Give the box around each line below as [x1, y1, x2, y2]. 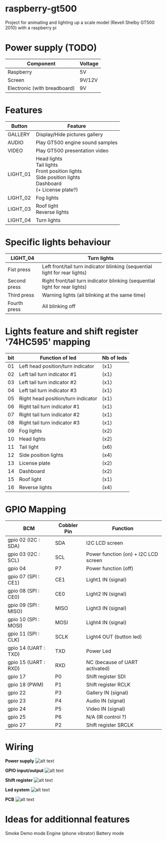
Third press [7, 291, 35, 298]
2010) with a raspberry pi [5, 24, 57, 30]
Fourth [7, 299, 23, 306]
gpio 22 [7, 689, 26, 696]
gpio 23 [7, 697, 26, 704]
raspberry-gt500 [5, 3, 77, 14]
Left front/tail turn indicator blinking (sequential [42, 263, 153, 270]
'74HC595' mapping [5, 336, 90, 347]
